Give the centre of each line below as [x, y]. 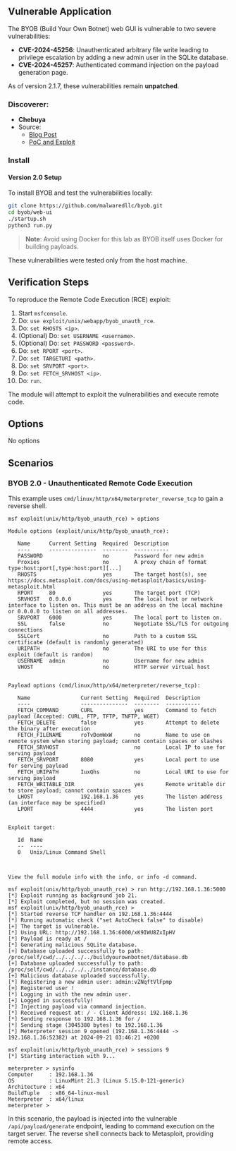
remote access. [31, 1141]
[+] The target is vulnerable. [54, 927]
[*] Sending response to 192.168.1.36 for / [74, 1019]
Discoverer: [29, 104]
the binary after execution [49, 729]
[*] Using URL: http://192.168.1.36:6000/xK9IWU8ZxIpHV [92, 933]
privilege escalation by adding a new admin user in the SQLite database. [123, 57]
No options [24, 441]
